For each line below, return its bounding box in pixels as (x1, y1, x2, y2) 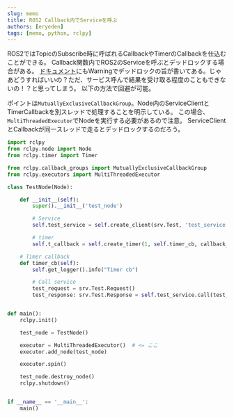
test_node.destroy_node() (19, 373, 95, 380)
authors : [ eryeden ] (7, 23, 64, 30)
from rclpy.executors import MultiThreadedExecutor (7, 171, 160, 178)
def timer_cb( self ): (19, 259, 79, 266)
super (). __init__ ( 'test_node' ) (32, 202, 123, 209)
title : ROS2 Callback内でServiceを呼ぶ (7, 17, 118, 24)
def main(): (7, 310, 42, 317)
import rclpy (7, 139, 45, 146)
